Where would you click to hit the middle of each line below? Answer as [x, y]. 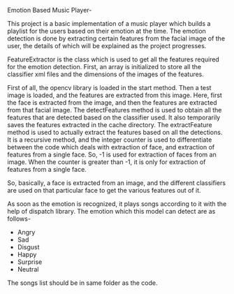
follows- [19, 219]
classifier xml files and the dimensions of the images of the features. [106, 74]
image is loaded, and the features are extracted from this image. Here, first [115, 95]
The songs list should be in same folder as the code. [83, 283]
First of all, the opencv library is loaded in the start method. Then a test [109, 88]
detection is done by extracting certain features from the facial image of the [116, 38]
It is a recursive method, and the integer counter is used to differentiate [110, 140]
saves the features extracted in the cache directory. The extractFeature [110, 125]
